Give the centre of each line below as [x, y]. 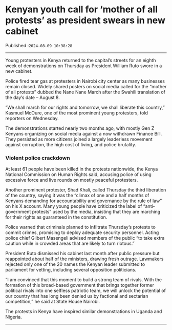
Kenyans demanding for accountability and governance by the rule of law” [84, 201]
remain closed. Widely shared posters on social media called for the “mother [86, 86]
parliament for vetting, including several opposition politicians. [71, 270]
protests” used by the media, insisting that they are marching [96, 212]
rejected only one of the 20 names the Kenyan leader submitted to [75, 264]
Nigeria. [14, 317]
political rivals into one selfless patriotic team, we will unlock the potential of [86, 290]
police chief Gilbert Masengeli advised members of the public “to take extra [85, 238]
